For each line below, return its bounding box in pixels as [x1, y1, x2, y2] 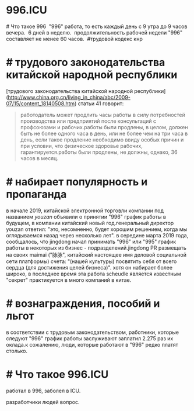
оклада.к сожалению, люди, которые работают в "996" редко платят [6, 341, 179, 348]
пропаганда [6, 188, 67, 201]
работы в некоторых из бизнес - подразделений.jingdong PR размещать [6, 244, 186, 251]
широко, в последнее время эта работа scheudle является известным [6, 270, 182, 277]
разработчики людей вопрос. [6, 398, 80, 405]
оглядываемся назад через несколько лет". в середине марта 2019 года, [6, 232, 189, 239]
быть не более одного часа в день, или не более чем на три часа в [20, 130, 188, 137]
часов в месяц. [20, 154, 59, 161]
